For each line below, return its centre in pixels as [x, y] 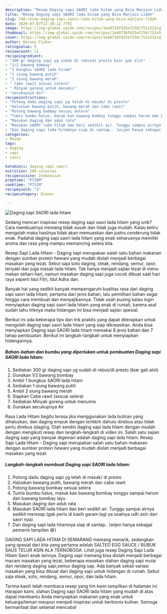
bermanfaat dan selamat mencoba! [41, 607]
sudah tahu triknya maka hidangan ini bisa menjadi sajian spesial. [72, 310]
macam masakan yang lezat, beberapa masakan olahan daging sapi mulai [81, 560]
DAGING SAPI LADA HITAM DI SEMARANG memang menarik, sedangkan [80, 540]
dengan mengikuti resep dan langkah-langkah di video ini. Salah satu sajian [83, 432]
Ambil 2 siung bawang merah [42, 391]
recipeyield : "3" [23, 190]
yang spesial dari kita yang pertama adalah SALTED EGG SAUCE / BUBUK [81, 545]
